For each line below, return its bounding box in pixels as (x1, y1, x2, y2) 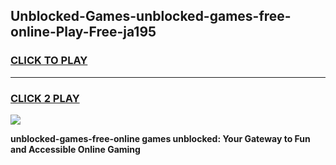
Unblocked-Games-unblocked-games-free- (10, 8, 292, 25)
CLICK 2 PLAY (10, 91, 80, 105)
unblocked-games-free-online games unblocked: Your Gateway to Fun (10, 132, 311, 144)
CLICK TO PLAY (10, 54, 88, 68)
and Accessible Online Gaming (10, 143, 141, 155)
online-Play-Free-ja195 (10, 24, 157, 41)
